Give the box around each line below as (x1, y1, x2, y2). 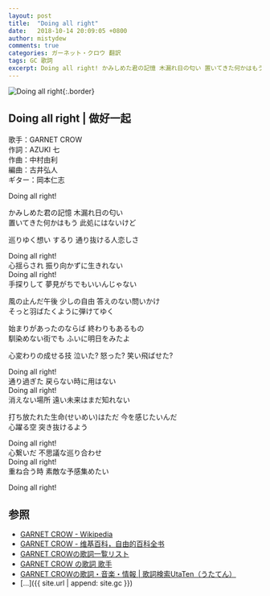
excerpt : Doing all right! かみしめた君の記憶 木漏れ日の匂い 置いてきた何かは (8, 64, 252, 72)
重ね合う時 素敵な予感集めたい (8, 466, 109, 476)
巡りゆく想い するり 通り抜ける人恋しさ (8, 234, 139, 244)
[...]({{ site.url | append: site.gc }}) (19, 578, 133, 588)
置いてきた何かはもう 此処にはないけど (8, 217, 137, 227)
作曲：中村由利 (8, 155, 58, 164)
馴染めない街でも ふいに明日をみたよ (8, 333, 130, 343)
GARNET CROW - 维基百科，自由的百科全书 (19, 539, 165, 548)
